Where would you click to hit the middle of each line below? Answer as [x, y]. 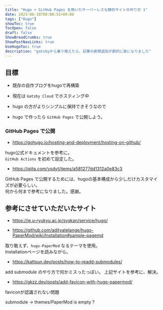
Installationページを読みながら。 [38, 252]
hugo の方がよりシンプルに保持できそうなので [59, 107]
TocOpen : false [21, 28]
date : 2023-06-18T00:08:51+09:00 [40, 14]
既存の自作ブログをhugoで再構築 [46, 85]
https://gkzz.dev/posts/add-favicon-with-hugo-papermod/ [72, 282]
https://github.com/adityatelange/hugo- [53, 230]
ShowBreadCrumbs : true [28, 38]
